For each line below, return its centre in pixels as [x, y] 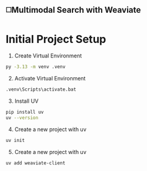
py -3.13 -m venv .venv [36, 67]
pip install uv [25, 112]
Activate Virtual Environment [50, 79]
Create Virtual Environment [48, 56]
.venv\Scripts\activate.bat [41, 89]
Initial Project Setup [56, 39]
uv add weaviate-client [36, 163]
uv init [15, 140]
